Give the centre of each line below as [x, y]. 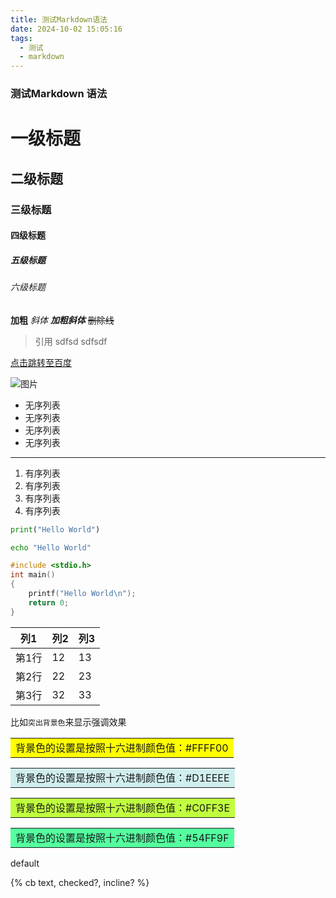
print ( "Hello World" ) [55, 529]
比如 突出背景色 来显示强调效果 [68, 722]
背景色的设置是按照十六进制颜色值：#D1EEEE [122, 778]
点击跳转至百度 [41, 362]
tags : [21, 38]
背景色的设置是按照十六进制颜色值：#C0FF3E [123, 808]
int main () [33, 575]
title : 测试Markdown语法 [59, 19]
